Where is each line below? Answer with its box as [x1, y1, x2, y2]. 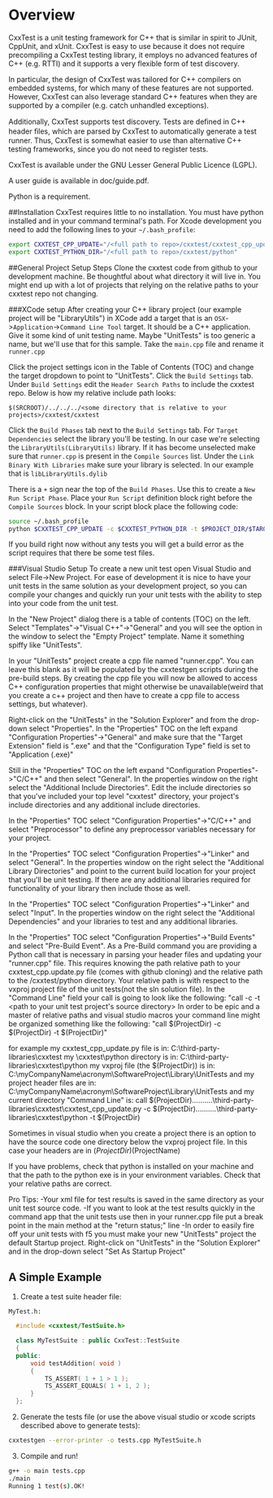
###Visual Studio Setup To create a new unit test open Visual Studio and [8, 564, 252, 573]
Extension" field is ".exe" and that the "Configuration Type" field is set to [8, 741, 251, 751]
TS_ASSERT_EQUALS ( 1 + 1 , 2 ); [44, 1382, 151, 1390]
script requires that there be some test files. [8, 548, 155, 558]
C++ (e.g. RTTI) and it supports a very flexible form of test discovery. [8, 59, 240, 68]
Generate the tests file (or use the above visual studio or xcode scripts [19, 1412, 256, 1421]
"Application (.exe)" [8, 749, 74, 759]
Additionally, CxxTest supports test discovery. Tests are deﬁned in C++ [8, 116, 246, 126]
